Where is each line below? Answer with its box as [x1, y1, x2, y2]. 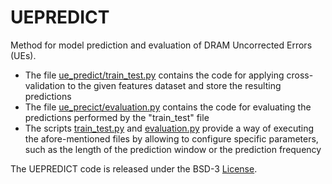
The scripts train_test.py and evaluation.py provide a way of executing [24, 122, 315, 134]
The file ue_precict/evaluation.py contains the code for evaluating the [24, 101, 312, 113]
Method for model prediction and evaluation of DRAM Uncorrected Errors [10, 39, 313, 51]
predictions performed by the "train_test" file [24, 111, 210, 123]
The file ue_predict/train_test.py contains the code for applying [24, 69, 285, 81]
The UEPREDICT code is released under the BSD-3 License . [10, 162, 258, 175]
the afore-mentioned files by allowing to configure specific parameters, [24, 132, 319, 145]
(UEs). [10, 49, 37, 61]
